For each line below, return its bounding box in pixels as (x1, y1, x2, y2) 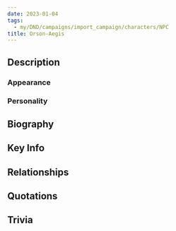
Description (7, 56, 60, 68)
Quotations (7, 190, 58, 202)
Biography (7, 118, 54, 130)
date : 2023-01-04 (7, 10, 59, 18)
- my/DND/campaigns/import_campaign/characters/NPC (13, 23, 170, 30)
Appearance (7, 77, 51, 87)
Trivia (7, 214, 33, 226)
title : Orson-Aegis (7, 30, 65, 37)
